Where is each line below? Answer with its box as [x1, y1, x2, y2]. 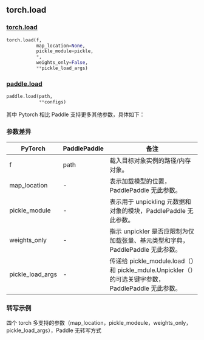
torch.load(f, [6, 36, 42, 43]
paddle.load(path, [6, 94, 53, 100]
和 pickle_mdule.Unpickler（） [109, 266, 194, 274]
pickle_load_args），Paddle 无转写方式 [6, 327, 102, 334]
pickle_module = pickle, [36, 48, 94, 54]
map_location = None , [36, 43, 86, 49]
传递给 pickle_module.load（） [109, 257, 194, 265]
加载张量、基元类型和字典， [109, 237, 189, 245]
